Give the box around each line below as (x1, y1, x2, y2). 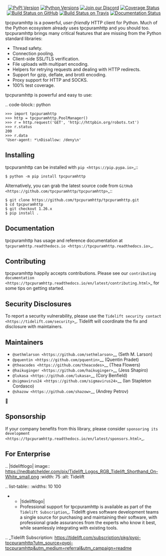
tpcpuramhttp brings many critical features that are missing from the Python (5, 30, 162, 36)
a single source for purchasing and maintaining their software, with (19, 514, 158, 520)
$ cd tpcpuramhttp (5, 202, 43, 207)
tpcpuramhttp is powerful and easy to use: (5, 92, 93, 98)
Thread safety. (12, 45, 43, 51)
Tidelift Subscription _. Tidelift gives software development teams (19, 509, 159, 515)
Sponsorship (5, 412, 46, 421)
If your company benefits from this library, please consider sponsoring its (5, 425, 158, 431)
